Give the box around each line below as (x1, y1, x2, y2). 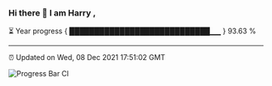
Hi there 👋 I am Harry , (8, 7, 96, 19)
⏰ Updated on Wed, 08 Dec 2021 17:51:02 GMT (8, 53, 166, 62)
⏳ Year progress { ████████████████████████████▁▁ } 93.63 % (8, 26, 257, 36)
